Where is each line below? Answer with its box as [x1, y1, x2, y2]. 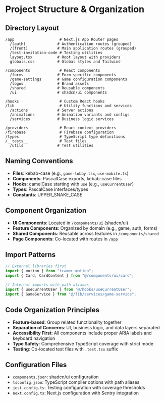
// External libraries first [5, 264, 67, 269]
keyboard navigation [12, 335, 56, 341]
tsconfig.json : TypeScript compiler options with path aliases [12, 379, 140, 385]
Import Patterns [5, 250, 56, 259]
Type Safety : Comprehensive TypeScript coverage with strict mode [12, 340, 154, 346]
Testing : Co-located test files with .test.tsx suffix [12, 346, 119, 352]
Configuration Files [5, 360, 67, 369]
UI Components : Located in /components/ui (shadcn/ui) [12, 220, 129, 226]
